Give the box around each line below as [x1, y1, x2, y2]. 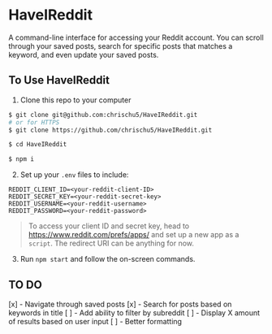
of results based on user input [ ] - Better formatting [8, 316, 183, 326]
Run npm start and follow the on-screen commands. [19, 254, 196, 264]
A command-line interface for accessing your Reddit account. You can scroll [8, 33, 264, 42]
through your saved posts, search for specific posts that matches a [8, 41, 233, 50]
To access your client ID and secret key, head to [28, 221, 189, 231]
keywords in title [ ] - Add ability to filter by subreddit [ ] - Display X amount [8, 307, 261, 318]
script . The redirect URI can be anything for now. [28, 238, 195, 249]
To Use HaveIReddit [8, 73, 110, 87]
